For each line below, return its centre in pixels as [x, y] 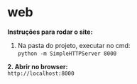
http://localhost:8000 [41, 73]
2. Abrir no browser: [38, 66]
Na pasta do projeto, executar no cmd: [74, 45]
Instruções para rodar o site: [50, 32]
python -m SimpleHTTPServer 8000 [67, 54]
